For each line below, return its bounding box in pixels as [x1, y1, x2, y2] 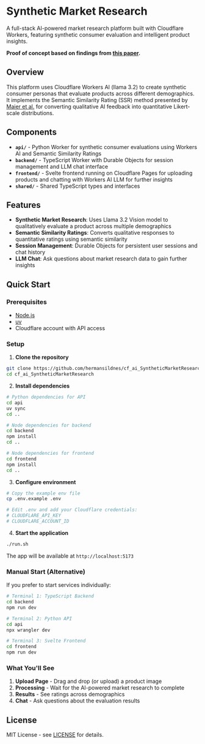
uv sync [6, 405, 26, 411]
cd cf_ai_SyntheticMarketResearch [6, 371, 95, 377]
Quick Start [6, 279, 51, 290]
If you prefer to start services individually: [6, 581, 111, 589]
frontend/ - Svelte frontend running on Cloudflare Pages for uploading [15, 169, 193, 177]
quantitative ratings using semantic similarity [15, 235, 128, 243]
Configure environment [15, 478, 76, 485]
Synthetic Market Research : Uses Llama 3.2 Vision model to [15, 216, 168, 224]
